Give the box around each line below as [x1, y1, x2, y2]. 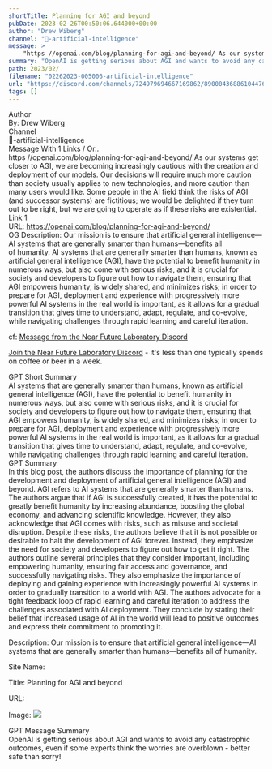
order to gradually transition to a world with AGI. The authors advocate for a [8, 587, 261, 597]
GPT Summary [8, 458, 57, 468]
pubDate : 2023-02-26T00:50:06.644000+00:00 [8, 19, 158, 28]
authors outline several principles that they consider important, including [8, 553, 251, 563]
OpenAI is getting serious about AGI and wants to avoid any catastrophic [8, 735, 251, 745]
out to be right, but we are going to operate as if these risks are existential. [8, 204, 257, 214]
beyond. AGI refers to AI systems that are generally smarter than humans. [8, 484, 253, 494]
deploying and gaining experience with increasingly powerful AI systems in [8, 579, 258, 589]
